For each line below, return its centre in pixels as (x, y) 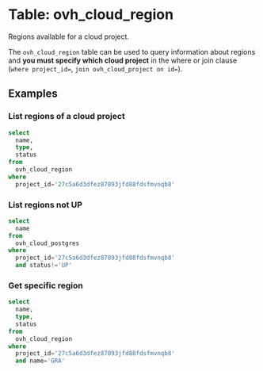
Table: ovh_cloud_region (91, 15)
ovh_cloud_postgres (48, 243)
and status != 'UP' (44, 266)
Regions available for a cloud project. (69, 36)
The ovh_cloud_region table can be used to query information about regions (132, 52)
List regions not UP (46, 205)
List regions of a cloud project (67, 117)
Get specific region (46, 285)
